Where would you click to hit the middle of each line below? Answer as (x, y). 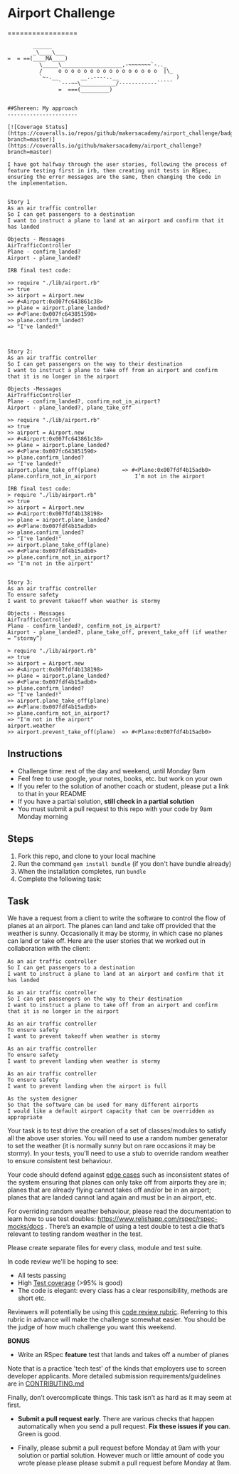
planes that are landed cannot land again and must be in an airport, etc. (112, 1197)
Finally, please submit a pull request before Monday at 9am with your (119, 1448)
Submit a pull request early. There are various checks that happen (116, 1419)
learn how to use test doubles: (52, 1219)
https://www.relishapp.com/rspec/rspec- (158, 1219)
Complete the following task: (59, 879)
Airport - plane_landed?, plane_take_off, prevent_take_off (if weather (117, 632)
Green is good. (39, 1434)
